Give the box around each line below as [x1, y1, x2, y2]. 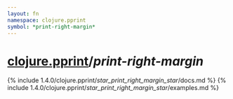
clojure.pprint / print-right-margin [7, 53, 204, 69]
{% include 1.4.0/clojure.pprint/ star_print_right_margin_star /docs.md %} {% [7, 76, 227, 84]
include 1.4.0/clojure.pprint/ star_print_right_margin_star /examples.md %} [7, 84, 220, 92]
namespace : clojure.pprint [7, 17, 86, 24]
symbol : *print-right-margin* [7, 23, 96, 30]
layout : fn [7, 10, 39, 17]
